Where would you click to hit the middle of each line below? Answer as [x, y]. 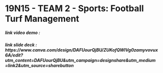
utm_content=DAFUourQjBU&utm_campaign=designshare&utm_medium [81, 60]
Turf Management [42, 19]
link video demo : [23, 33]
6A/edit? [14, 55]
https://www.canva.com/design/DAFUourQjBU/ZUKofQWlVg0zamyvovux [81, 50]
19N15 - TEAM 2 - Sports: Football [74, 9]
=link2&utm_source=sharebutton [40, 66]
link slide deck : [21, 45]
